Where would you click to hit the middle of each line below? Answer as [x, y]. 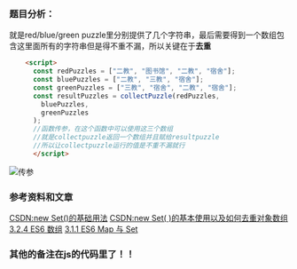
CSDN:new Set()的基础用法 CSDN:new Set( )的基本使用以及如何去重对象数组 [148, 218]
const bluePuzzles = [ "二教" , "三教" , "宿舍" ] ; [118, 80]
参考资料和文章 [41, 197]
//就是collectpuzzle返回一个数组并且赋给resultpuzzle [126, 138]
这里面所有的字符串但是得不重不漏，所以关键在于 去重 [113, 46]
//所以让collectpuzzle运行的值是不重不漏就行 [109, 146]
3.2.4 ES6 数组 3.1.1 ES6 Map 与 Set [74, 229]
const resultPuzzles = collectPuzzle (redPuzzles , [126, 96]
